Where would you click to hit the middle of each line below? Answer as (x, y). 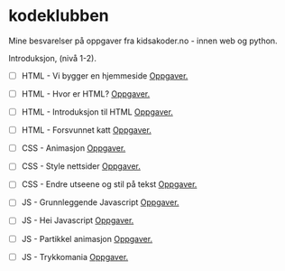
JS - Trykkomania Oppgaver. (75, 257)
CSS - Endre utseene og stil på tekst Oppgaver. (109, 184)
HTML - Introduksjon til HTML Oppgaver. (97, 112)
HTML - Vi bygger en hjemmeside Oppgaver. (105, 75)
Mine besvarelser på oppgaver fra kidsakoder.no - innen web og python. (143, 41)
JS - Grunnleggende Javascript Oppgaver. (100, 202)
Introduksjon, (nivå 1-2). (52, 58)
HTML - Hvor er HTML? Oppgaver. (86, 94)
